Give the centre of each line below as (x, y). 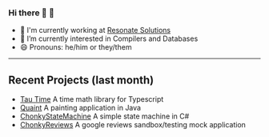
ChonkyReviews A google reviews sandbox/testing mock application (133, 125)
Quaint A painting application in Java (80, 108)
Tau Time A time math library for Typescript (92, 99)
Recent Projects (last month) (81, 80)
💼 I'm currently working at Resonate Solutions (95, 30)
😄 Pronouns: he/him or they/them (76, 47)
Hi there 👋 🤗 (31, 13)
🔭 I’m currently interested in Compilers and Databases (109, 38)
